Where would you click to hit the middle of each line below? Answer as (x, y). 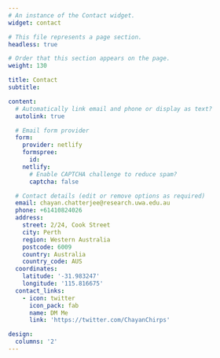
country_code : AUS (52, 262)
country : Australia (54, 254)
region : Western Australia (66, 240)
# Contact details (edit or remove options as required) (110, 196)
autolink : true (40, 116)
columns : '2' (37, 342)
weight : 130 (27, 66)
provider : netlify (52, 145)
